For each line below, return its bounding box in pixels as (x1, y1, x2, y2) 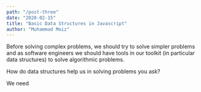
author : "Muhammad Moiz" (6, 26, 70, 33)
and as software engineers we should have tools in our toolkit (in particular (6, 50, 195, 57)
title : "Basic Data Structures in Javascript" (6, 20, 127, 26)
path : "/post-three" (6, 9, 59, 15)
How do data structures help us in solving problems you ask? (6, 68, 161, 75)
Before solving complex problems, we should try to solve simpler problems (6, 43, 195, 50)
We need (6, 80, 29, 87)
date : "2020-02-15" (6, 15, 56, 21)
